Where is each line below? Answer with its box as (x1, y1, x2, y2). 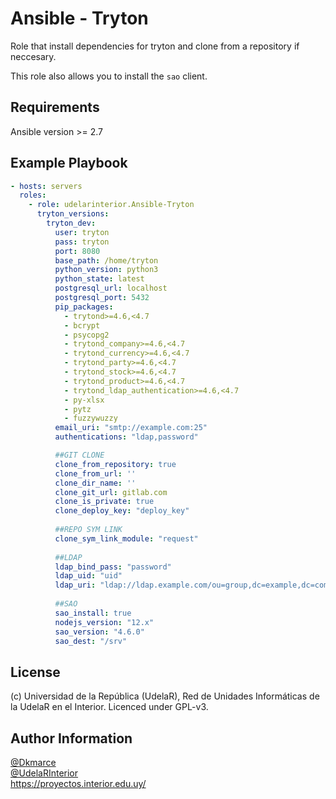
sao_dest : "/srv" (54, 636, 128, 646)
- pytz (63, 404, 92, 414)
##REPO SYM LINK (54, 525, 123, 535)
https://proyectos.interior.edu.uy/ (10, 778, 147, 790)
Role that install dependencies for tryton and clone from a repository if (10, 40, 300, 52)
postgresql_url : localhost (54, 283, 168, 294)
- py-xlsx (63, 395, 105, 405)
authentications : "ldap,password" (54, 432, 199, 442)
